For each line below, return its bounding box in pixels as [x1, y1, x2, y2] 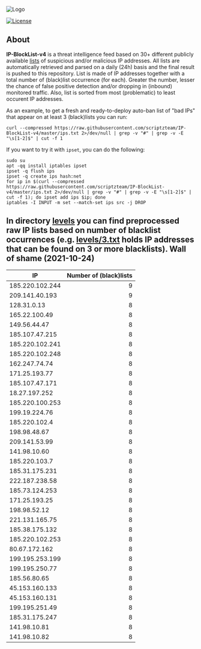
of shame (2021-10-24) [6, 253, 95, 264]
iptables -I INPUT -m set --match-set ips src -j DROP [6, 199, 146, 205]
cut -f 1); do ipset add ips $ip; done [6, 194, 106, 201]
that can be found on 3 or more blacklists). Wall [6, 244, 187, 255]
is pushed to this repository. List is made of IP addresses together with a [6, 70, 185, 77]
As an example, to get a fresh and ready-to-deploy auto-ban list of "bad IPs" [6, 107, 196, 114]
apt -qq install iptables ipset [6, 163, 87, 169]
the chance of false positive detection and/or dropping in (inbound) [6, 82, 173, 89]
